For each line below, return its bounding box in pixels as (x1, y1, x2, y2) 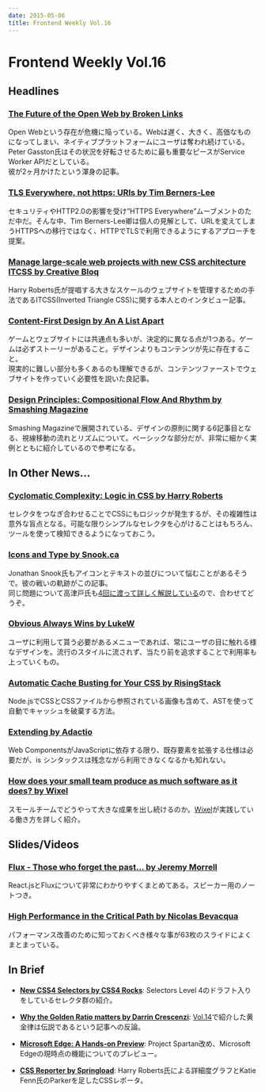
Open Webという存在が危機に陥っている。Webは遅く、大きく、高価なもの (8, 128, 252, 137)
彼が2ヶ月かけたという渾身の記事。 (8, 167, 124, 177)
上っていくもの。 (8, 657, 64, 666)
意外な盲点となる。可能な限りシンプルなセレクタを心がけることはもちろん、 (8, 519, 257, 529)
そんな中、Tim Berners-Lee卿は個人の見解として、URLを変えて (35, 216, 243, 226)
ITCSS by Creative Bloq (8, 266, 100, 277)
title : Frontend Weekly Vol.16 (8, 19, 112, 27)
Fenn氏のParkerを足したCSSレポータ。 (19, 1075, 148, 1085)
